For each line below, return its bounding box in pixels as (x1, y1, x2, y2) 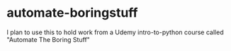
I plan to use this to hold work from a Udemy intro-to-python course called (6, 28, 224, 36)
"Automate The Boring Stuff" (6, 35, 90, 43)
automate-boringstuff (6, 5, 138, 21)
